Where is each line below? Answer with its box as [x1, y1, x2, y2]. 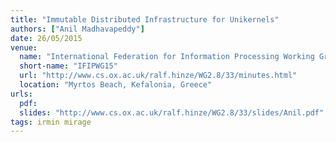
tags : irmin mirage [10, 117, 92, 127]
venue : [10, 42, 38, 53]
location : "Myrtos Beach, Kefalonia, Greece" [19, 80, 213, 90]
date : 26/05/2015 [10, 33, 83, 43]
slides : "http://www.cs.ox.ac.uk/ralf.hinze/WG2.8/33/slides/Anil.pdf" [19, 107, 325, 118]
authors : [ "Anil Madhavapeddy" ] [10, 24, 145, 34]
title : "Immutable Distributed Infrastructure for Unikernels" [10, 14, 280, 25]
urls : [10, 89, 33, 99]
